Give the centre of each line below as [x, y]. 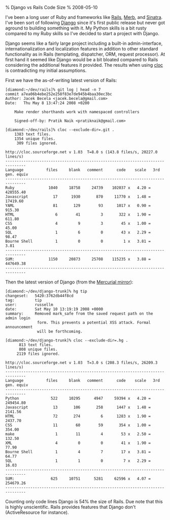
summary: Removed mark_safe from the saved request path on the [79, 314]
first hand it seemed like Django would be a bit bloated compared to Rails [82, 60]
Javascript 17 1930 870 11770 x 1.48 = [78, 197]
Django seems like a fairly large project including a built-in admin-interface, [84, 43]
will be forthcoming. [60, 331]
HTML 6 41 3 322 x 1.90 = [78, 215]
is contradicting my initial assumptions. [46, 70]
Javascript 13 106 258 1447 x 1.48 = [78, 407]
